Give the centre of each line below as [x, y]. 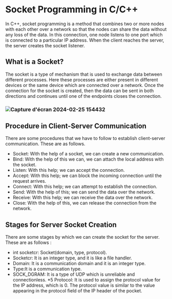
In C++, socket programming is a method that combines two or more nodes [85, 24]
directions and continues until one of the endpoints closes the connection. [84, 96]
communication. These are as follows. [45, 144]
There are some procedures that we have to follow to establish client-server [85, 138]
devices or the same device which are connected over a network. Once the [84, 85]
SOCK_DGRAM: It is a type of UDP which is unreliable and [74, 274]
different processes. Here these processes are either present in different [82, 80]
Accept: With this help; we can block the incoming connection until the [87, 175]
